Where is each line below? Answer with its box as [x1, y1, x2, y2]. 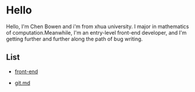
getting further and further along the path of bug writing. [6, 35, 143, 42]
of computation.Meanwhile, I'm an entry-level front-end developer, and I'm [6, 29, 187, 36]
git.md [14, 79, 31, 86]
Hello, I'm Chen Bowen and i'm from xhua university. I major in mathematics [6, 23, 189, 30]
